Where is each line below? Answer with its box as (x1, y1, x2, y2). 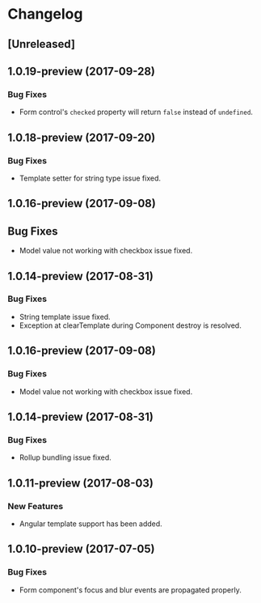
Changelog (7, 5, 83, 23)
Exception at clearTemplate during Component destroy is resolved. (19, 321, 242, 330)
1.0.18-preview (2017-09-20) (7, 130, 156, 144)
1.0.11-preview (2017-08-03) (7, 476, 154, 490)
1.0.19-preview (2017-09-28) (7, 64, 155, 78)
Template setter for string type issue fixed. (19, 173, 162, 183)
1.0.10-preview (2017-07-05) (7, 542, 155, 556)
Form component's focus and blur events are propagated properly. (19, 584, 242, 595)
